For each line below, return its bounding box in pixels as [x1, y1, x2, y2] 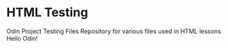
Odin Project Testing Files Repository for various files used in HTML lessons [6, 27, 221, 35]
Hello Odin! [6, 34, 38, 42]
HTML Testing [6, 5, 89, 20]
